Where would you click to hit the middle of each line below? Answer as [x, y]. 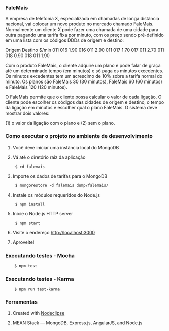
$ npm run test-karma [37, 289]
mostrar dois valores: [27, 113]
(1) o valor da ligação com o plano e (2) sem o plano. [60, 123]
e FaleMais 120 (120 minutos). [36, 87]
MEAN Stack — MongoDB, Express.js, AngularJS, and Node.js [77, 323]
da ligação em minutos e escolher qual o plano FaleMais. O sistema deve [81, 108]
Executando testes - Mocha [40, 255]
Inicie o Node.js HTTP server [43, 213]
